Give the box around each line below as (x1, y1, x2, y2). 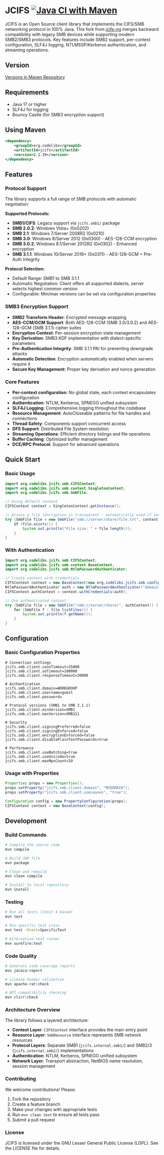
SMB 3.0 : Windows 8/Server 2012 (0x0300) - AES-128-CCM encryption (12, 236, 157, 242)
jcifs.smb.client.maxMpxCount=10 (5, 758, 73, 763)
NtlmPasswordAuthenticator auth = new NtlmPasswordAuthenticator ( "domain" (5, 585, 161, 590)
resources (12, 1037, 33, 1043)
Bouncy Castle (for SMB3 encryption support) (12, 111, 105, 117)
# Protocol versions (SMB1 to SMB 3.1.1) (5, 703, 91, 708)
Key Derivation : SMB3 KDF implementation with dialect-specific (12, 335, 142, 341)
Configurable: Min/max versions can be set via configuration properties (12, 291, 156, 297)
